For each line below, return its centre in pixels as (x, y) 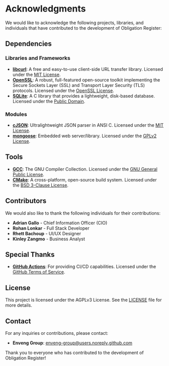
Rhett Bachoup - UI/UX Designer (47, 233)
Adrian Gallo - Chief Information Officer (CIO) (60, 223)
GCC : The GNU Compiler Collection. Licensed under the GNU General (85, 169)
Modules (16, 114)
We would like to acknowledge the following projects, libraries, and (74, 23)
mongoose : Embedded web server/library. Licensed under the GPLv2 (84, 136)
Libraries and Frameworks (38, 58)
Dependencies (28, 44)
